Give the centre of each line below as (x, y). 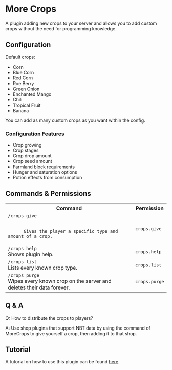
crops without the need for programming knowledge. (61, 28)
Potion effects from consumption (47, 178)
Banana (21, 110)
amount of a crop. (30, 236)
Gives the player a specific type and (71, 231)
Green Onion (26, 89)
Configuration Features (35, 134)
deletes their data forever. (39, 287)
